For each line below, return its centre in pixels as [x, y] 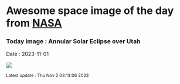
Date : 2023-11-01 [27, 54]
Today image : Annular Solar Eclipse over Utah [73, 41]
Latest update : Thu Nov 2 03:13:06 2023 [47, 76]
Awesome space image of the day [90, 11]
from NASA [34, 23]
